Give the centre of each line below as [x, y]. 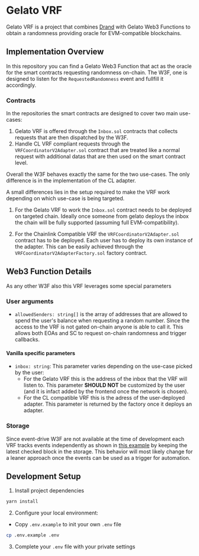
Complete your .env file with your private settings [75, 546]
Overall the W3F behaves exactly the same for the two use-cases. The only [98, 174]
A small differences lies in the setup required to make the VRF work [88, 192]
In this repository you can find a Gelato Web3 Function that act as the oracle [99, 66]
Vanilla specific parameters [41, 353]
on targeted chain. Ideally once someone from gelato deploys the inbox [102, 216]
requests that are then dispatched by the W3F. [71, 138]
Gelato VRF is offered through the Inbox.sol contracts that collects [96, 131]
